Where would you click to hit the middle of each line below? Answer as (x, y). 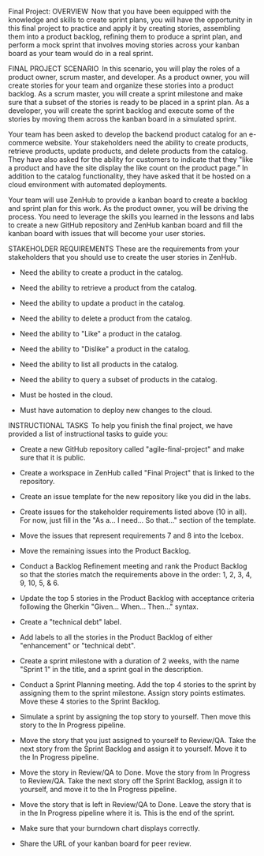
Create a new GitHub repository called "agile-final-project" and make (132, 449)
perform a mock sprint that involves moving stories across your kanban (124, 45)
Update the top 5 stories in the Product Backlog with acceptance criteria (137, 598)
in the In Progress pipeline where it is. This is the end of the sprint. (127, 813)
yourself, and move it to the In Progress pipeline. (98, 789)
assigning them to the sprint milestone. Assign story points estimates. (132, 693)
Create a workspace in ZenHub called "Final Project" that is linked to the (137, 473)
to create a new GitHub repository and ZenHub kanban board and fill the (125, 225)
